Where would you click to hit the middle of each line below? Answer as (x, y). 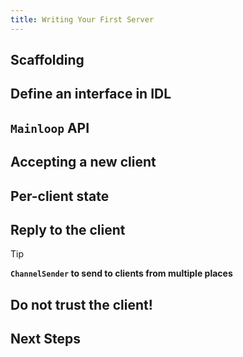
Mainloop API (50, 127)
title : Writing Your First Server (82, 19)
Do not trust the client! (81, 304)
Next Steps (45, 339)
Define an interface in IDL (91, 94)
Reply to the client (68, 229)
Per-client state (60, 196)
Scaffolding (47, 60)
